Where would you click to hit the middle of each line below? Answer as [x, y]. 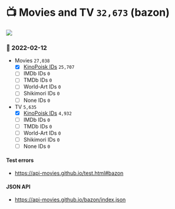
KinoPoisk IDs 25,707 [49, 67]
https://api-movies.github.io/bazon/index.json [70, 200]
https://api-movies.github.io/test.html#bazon [69, 173]
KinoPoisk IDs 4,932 [47, 113]
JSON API [18, 187]
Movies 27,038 [32, 61]
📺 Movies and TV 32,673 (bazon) [88, 13]
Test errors [20, 160]
